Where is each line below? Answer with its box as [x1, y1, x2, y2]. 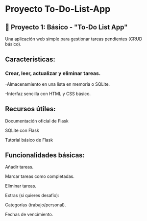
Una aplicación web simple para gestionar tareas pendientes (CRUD [5, 36, 143, 42]
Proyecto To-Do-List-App [5, 3, 111, 15]
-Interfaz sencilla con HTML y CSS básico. [5, 91, 91, 97]
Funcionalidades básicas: [5, 151, 85, 159]
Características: [5, 55, 55, 64]
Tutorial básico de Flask [5, 137, 53, 143]
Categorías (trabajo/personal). [5, 202, 66, 208]
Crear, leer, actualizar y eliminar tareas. [5, 70, 101, 77]
